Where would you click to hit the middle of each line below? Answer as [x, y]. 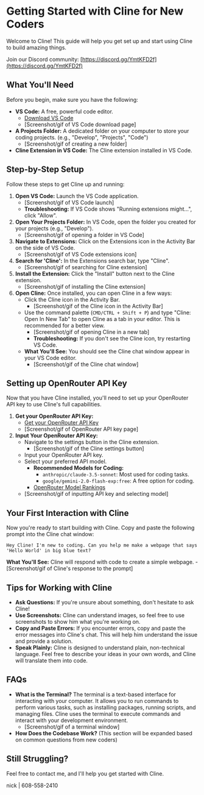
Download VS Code [49, 118]
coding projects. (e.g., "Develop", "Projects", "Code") [82, 137]
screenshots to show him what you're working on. [78, 622]
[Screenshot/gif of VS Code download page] [80, 124]
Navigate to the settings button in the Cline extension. [92, 442]
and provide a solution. [44, 641]
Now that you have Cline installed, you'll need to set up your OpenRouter [97, 398]
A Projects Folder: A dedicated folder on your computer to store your [102, 131]
